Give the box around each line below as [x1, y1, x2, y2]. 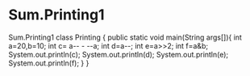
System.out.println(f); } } [8, 58, 90, 68]
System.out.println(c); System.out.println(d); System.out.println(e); [8, 49, 229, 59]
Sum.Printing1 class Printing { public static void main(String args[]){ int [8, 32, 242, 42]
